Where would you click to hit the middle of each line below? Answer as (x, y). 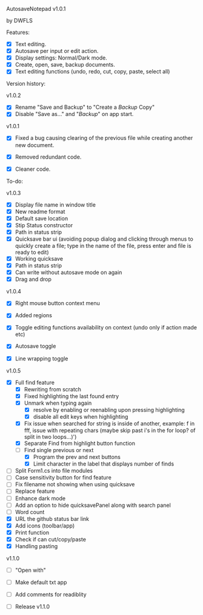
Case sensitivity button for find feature (63, 478)
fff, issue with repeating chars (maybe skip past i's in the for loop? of (110, 430)
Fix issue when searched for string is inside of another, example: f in (109, 423)
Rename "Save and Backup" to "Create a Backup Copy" (85, 107)
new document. (35, 145)
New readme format (40, 211)
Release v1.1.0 (32, 606)
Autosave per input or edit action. (57, 51)
